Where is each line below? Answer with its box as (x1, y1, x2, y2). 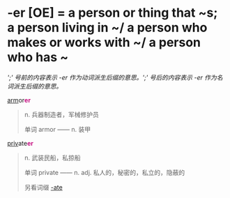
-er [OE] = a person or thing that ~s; (7, 5, 218, 21)
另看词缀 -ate (24, 183, 63, 191)
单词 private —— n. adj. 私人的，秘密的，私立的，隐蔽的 (24, 168, 185, 176)
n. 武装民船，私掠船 (24, 153, 82, 162)
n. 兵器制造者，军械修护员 (24, 110, 100, 119)
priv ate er (7, 139, 33, 147)
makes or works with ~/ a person (7, 35, 201, 50)
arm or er (7, 96, 31, 104)
